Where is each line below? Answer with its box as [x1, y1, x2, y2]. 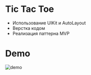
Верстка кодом [12, 25, 45, 31]
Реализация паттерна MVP [12, 30, 70, 36]
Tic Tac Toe [5, 3, 54, 15]
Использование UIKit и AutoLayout [12, 20, 86, 26]
